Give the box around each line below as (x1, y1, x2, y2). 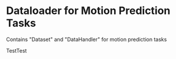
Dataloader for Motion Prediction (6, 4, 171, 18)
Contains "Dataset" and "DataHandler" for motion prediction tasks (6, 36, 167, 43)
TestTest (6, 47, 27, 54)
